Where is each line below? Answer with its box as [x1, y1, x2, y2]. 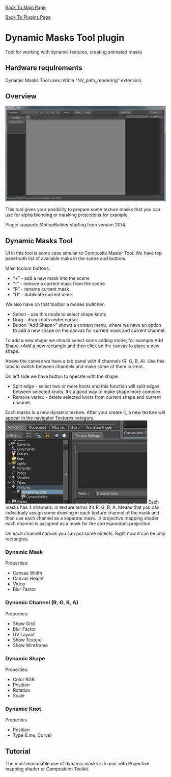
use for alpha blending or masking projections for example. [5, 212, 129, 218]
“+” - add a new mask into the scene [12, 275, 90, 281]
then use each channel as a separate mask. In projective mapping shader [5, 515, 159, 522]
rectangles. [5, 536, 29, 542]
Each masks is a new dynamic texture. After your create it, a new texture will [5, 409, 165, 416]
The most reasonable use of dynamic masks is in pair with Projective [5, 761, 149, 767]
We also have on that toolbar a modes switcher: [5, 301, 105, 307]
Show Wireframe [12, 642, 48, 648]
